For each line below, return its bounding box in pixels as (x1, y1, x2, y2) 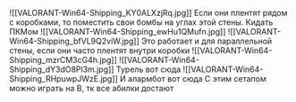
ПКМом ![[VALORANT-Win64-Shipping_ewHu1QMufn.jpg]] (9, 27, 226, 36)
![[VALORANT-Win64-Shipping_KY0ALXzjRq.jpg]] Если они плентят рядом (9, 8, 288, 18)
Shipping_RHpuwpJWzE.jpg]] (9, 74, 118, 83)
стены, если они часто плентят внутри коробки (9, 45, 190, 56)
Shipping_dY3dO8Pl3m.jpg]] (9, 64, 114, 75)
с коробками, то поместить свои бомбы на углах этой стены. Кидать (9, 17, 274, 27)
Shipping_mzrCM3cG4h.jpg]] (9, 55, 118, 65)
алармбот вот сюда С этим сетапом (128, 74, 266, 83)
